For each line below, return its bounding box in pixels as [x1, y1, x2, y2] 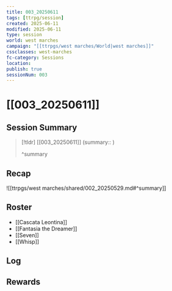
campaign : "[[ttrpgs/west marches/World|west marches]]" [6, 43, 154, 50]
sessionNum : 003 [6, 72, 48, 78]
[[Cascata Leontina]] [15, 218, 67, 225]
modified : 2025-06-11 [6, 26, 62, 32]
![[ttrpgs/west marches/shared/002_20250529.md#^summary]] [6, 184, 167, 192]
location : [6, 60, 32, 66]
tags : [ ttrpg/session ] [6, 15, 64, 21]
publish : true [6, 66, 43, 72]
